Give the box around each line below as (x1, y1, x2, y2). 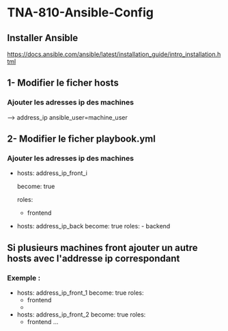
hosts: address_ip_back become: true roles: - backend (16, 222, 171, 230)
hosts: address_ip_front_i (16, 169, 87, 177)
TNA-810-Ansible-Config (7, 5, 154, 21)
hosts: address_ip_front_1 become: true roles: (16, 289, 144, 297)
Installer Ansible (7, 32, 79, 44)
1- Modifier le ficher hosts (7, 77, 119, 89)
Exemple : (7, 273, 41, 282)
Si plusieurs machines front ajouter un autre (7, 241, 198, 254)
